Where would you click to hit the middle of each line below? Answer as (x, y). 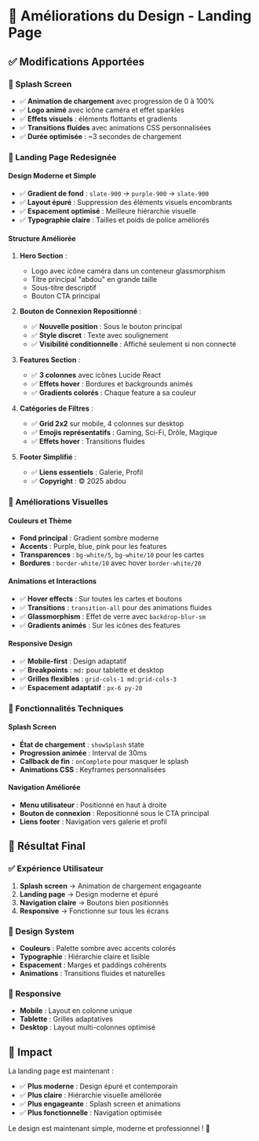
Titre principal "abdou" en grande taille (94, 280)
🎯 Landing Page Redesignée (62, 157)
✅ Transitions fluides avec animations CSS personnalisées (115, 127)
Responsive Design (40, 644)
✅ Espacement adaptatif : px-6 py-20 (81, 687)
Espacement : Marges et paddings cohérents (93, 965)
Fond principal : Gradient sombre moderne (89, 538)
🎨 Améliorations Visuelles (58, 502)
